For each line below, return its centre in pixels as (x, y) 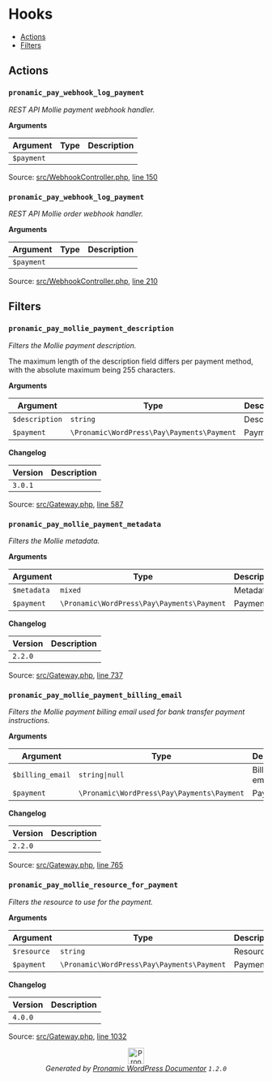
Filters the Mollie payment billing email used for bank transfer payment (127, 712)
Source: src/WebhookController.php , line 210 (83, 281)
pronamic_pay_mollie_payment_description (91, 329)
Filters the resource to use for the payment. (81, 902)
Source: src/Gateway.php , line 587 (66, 504)
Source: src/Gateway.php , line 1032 (68, 1036)
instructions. (29, 721)
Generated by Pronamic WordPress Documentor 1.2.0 (136, 1068)
